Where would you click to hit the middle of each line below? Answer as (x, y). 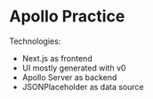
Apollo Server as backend (69, 77)
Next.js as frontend (57, 58)
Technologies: (35, 41)
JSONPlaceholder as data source (83, 87)
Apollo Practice (67, 16)
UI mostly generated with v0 (74, 68)
